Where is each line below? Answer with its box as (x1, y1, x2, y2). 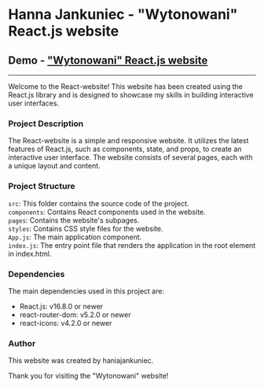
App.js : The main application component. (8, 232, 142, 242)
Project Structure (8, 181, 75, 192)
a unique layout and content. (8, 161, 101, 171)
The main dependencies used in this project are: (8, 286, 165, 296)
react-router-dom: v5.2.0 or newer (19, 309, 131, 320)
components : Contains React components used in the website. (8, 207, 206, 216)
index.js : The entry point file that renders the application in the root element (8, 240, 256, 249)
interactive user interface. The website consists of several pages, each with (8, 153, 253, 162)
